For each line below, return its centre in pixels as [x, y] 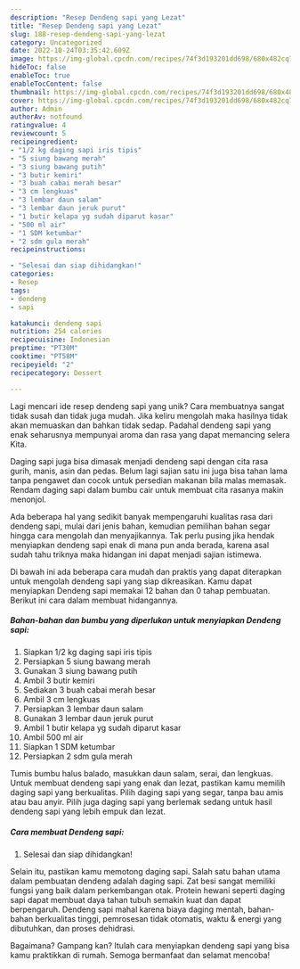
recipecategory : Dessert [56, 373]
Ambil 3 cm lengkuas [61, 700]
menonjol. [28, 499]
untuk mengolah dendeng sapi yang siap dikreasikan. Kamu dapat [131, 581]
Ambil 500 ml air [53, 737]
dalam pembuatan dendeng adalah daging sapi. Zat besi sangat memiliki [143, 881]
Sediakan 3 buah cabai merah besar [89, 690]
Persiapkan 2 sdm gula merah [77, 756]
